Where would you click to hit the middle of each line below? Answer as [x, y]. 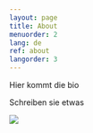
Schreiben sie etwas [47, 102]
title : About [34, 26]
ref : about [30, 51]
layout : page [34, 18]
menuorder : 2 [34, 34]
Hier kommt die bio [44, 85]
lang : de [25, 43]
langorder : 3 [34, 59]
